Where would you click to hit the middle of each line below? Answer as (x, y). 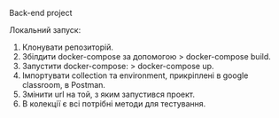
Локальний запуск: (45, 30)
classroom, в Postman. (64, 85)
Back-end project (41, 13)
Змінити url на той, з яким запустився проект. (108, 94)
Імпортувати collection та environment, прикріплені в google (135, 75)
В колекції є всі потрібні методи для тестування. (114, 104)
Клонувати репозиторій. (67, 47)
